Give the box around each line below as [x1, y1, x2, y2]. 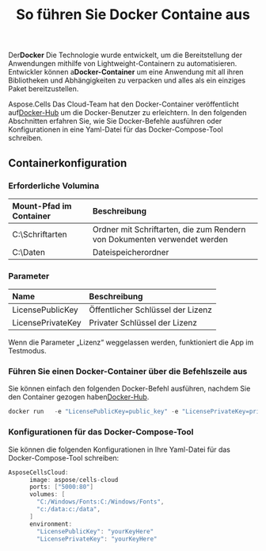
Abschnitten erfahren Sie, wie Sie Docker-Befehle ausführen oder [8, 117, 222, 126]
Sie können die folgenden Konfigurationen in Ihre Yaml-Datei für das [8, 445, 231, 454]
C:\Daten [12, 246, 46, 257]
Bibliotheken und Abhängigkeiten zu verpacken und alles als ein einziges [8, 75, 246, 85]
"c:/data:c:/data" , [36, 506, 101, 514]
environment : [28, 520, 73, 528]
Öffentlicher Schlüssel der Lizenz [89, 304, 212, 315]
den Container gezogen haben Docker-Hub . [8, 392, 150, 402]
